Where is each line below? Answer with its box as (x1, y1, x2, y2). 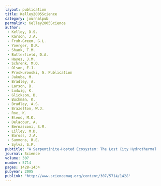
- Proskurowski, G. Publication (7, 70, 73, 75)
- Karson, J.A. (7, 34, 38, 39)
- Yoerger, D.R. (7, 43, 40, 48)
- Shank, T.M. (7, 47, 36, 52)
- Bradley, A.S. (7, 102, 40, 107)
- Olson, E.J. (7, 66, 36, 71)
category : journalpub (5, 16, 49, 21)
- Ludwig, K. (7, 88, 34, 93)
